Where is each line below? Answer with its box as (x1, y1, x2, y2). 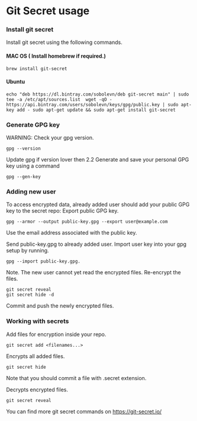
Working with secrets (6, 317, 69, 325)
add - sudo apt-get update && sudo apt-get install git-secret (17, 107, 176, 113)
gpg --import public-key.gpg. (6, 258, 81, 265)
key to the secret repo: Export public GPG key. (6, 207, 119, 214)
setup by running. (6, 247, 49, 254)
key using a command (6, 162, 60, 170)
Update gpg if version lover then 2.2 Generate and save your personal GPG (6, 156, 189, 163)
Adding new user (6, 188, 56, 196)
